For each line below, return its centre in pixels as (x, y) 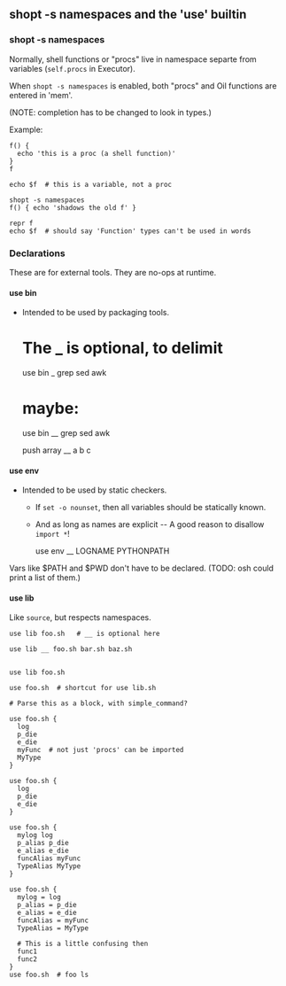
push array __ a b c (56, 450)
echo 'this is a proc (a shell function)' (97, 153)
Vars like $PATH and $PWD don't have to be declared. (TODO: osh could (142, 568)
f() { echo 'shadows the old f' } (73, 207)
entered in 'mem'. (41, 95)
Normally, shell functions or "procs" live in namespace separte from (133, 59)
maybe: (50, 409)
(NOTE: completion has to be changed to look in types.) (111, 112)
